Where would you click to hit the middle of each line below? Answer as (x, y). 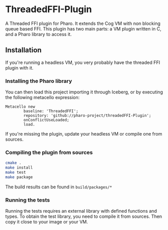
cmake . (13, 163)
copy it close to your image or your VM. (47, 222)
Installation (23, 50)
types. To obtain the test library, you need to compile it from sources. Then (84, 216)
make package (19, 177)
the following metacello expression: (43, 97)
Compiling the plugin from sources (49, 152)
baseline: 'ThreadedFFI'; (51, 111)
